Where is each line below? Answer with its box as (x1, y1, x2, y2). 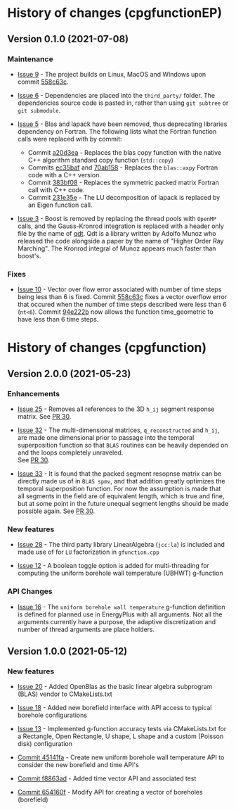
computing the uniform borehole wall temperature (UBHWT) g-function (17, 569, 223, 578)
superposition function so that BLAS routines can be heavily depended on (17, 441, 228, 450)
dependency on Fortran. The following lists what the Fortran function (17, 127, 217, 135)
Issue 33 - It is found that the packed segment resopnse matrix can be (17, 469, 222, 478)
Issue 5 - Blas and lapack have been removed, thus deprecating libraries (17, 120, 228, 128)
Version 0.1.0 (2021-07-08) (7, 33, 129, 45)
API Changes (7, 586, 53, 596)
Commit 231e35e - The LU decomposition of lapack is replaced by (27, 193, 221, 201)
